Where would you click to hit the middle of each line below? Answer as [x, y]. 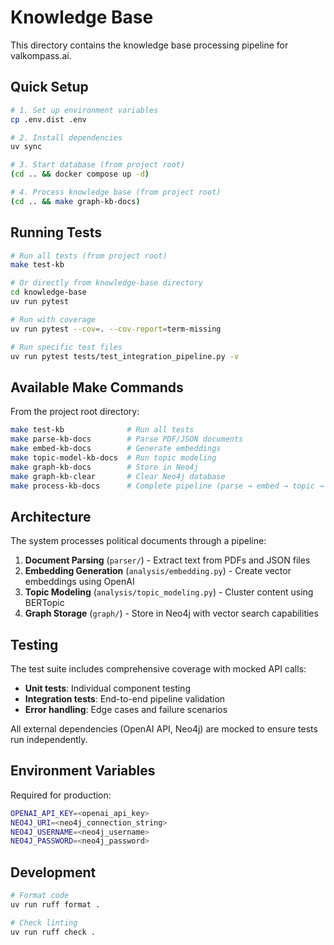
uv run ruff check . [53, 932]
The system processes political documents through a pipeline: [138, 541]
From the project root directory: [75, 412]
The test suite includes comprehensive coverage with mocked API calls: [158, 669]
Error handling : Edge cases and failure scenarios [126, 709]
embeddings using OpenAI [79, 582]
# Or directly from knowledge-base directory [106, 283]
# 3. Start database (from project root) [98, 165]
